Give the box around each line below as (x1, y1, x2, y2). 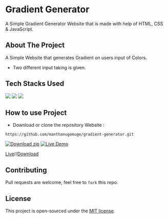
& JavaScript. (5, 26, 34, 32)
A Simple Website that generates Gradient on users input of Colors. (5, 54, 148, 61)
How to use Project (5, 108, 67, 117)
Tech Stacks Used (5, 79, 65, 88)
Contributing (5, 166, 47, 174)
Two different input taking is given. (12, 64, 86, 70)
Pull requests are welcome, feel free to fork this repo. (5, 180, 118, 186)
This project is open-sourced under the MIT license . (5, 208, 115, 214)
